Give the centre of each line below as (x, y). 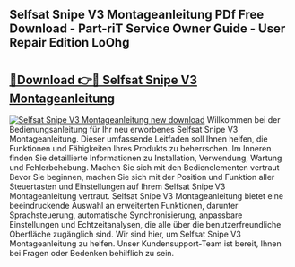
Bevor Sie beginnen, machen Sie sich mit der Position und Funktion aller (142, 177)
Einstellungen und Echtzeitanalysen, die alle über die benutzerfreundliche (145, 224)
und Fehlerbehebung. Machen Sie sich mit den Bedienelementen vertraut (144, 168)
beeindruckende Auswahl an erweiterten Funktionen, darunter (124, 206)
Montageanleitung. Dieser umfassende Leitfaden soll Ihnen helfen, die (139, 139)
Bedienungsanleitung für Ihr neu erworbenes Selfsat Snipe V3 (124, 129)
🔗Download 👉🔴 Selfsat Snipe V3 (104, 80)
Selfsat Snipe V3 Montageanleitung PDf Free (137, 15)
